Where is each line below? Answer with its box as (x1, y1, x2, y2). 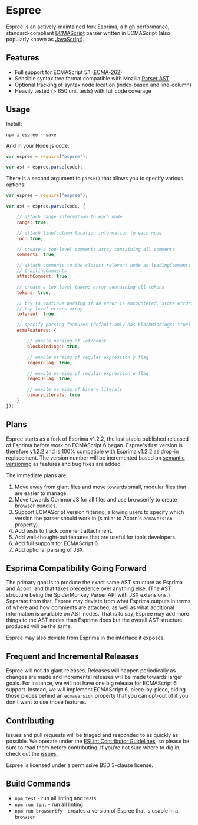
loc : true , (16, 235, 44, 241)
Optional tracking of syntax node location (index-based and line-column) (14, 81, 192, 88)
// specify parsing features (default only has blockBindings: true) (16, 322, 192, 328)
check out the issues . (6, 750, 58, 758)
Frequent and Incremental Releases (6, 651, 140, 661)
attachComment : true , (16, 273, 70, 280)
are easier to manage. (14, 489, 68, 497)
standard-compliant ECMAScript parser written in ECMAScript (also (6, 29, 170, 36)
